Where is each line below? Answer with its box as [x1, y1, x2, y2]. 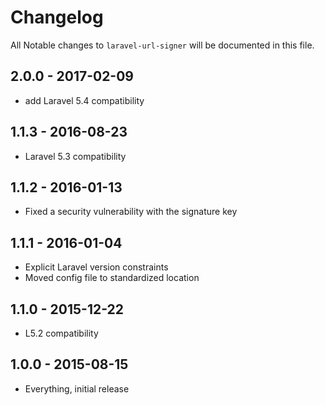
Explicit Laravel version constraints [24, 261, 169, 273]
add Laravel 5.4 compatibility [24, 94, 145, 106]
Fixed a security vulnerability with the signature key [24, 206, 238, 218]
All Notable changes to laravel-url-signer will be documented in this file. [10, 39, 315, 51]
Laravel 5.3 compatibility [24, 150, 127, 162]
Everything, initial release [24, 382, 130, 395]
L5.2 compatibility [24, 327, 99, 339]
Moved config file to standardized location [24, 272, 200, 284]
